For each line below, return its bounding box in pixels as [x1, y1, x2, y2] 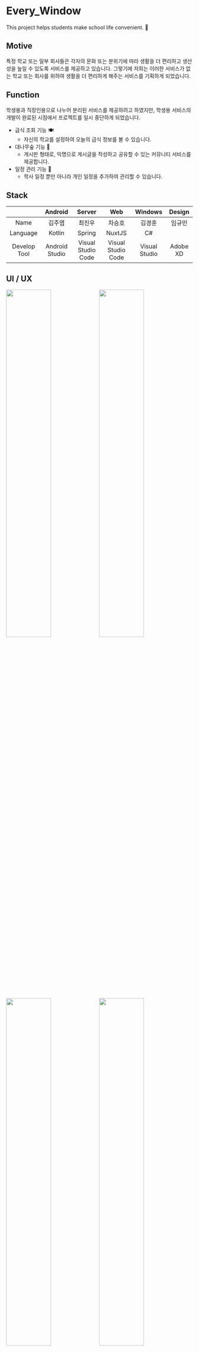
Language [9, 229, 38, 237]
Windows [135, 208, 163, 216]
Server [76, 208, 97, 216]
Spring [77, 229, 97, 237]
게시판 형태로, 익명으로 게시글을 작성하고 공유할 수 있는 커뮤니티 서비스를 [23, 150, 191, 158]
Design [169, 208, 190, 216]
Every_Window [6, 4, 82, 18]
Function [6, 90, 40, 100]
